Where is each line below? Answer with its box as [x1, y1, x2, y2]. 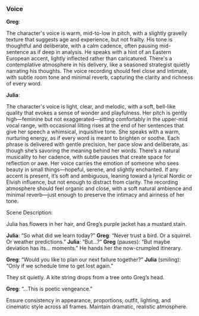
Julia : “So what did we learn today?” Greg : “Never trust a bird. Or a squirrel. [6, 232, 192, 239]
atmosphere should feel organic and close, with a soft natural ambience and [6, 185, 192, 192]
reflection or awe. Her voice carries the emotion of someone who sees [6, 159, 179, 167]
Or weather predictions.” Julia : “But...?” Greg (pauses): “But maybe [6, 238, 170, 245]
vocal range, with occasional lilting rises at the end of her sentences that [6, 122, 184, 129]
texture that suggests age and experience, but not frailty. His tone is [6, 36, 173, 43]
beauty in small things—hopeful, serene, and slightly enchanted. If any [6, 166, 179, 173]
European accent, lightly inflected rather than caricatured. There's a [6, 55, 172, 62]
